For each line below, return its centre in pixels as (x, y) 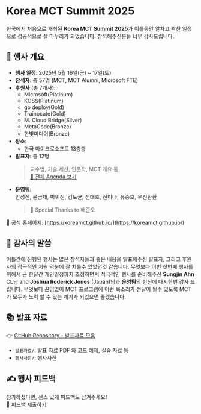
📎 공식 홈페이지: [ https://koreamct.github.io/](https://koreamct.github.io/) (95, 222)
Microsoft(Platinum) (48, 94)
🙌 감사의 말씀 (29, 243)
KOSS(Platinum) (44, 101)
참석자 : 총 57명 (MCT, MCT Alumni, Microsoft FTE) (76, 80)
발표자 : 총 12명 (32, 156)
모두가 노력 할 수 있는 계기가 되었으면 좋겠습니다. (69, 296)
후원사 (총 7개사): (35, 87)
